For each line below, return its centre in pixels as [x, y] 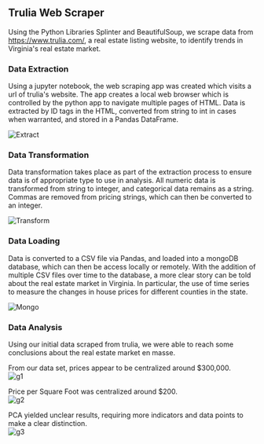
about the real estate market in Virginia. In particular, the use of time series [129, 283]
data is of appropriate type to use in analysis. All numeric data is [112, 181]
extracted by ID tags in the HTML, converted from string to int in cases [123, 111]
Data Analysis [35, 327]
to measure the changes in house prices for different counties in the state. [128, 292]
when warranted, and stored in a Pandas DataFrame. [93, 119]
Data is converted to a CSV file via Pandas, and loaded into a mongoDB [123, 258]
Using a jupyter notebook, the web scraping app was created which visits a [130, 86]
